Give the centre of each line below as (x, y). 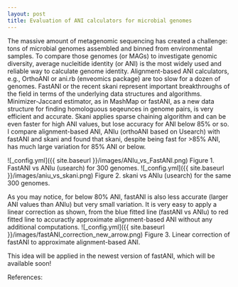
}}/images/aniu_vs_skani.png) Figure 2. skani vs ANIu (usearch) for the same (119, 175)
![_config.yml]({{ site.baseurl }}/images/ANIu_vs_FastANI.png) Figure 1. (111, 160)
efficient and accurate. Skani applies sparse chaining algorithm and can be (117, 116)
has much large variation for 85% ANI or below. (77, 146)
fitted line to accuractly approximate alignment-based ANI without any (110, 219)
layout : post (27, 14)
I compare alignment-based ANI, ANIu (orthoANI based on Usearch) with (114, 131)
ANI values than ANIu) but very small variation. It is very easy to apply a (112, 204)
